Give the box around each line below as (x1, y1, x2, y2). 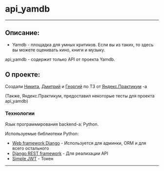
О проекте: (5, 71, 41, 79)
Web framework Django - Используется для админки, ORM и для (12, 140, 146, 146)
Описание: (5, 29, 40, 37)
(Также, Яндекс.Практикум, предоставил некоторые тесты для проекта (5, 93, 155, 98)
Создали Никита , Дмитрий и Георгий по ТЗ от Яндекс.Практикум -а (5, 83, 147, 89)
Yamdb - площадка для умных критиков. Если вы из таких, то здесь (12, 41, 154, 47)
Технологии (5, 110, 35, 117)
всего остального (12, 145, 49, 151)
